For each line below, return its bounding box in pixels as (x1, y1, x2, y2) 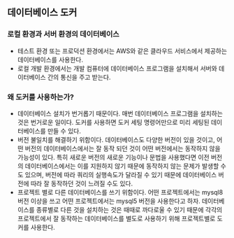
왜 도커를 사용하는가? (7, 92, 75, 101)
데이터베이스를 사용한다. (17, 55, 84, 64)
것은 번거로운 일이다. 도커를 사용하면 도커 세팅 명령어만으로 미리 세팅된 (17, 118, 210, 126)
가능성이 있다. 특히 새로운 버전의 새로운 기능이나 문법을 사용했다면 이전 (17, 153, 210, 161)
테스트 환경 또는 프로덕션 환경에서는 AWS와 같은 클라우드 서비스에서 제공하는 (17, 46, 228, 55)
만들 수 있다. (47, 127, 82, 135)
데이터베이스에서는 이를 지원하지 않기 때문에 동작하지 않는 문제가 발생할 (24, 162, 219, 170)
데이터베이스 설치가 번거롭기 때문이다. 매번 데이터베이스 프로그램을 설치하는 (17, 109, 224, 118)
